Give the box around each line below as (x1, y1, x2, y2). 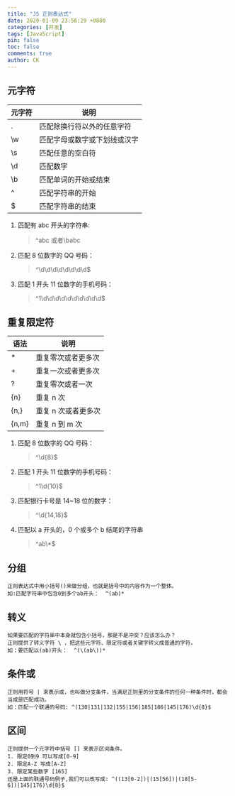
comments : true (7, 50, 52, 58)
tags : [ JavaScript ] (7, 30, 65, 38)
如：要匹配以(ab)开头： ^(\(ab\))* (7, 647, 106, 654)
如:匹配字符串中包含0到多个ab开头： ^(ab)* (7, 590, 125, 597)
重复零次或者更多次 (35, 353, 101, 363)
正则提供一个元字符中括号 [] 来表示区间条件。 (7, 745, 126, 753)
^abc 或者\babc (35, 236, 81, 244)
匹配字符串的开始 (39, 187, 97, 197)
